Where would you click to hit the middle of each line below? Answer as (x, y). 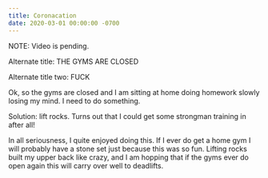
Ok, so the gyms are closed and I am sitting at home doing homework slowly (134, 92)
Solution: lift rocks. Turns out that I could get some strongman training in (127, 116)
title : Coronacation (43, 16)
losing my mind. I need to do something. (74, 101)
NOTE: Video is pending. (49, 45)
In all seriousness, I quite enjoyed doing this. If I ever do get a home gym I (130, 140)
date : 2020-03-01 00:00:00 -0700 (64, 23)
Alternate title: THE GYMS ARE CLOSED (74, 61)
